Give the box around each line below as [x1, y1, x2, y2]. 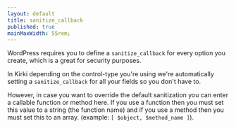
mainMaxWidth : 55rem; [7, 29, 71, 37]
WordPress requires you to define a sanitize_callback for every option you [7, 49, 226, 57]
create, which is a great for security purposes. [7, 57, 142, 65]
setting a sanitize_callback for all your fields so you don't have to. [7, 78, 201, 86]
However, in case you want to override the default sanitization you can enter [7, 91, 229, 99]
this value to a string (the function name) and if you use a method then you [7, 106, 224, 114]
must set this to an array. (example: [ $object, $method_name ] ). [7, 113, 194, 122]
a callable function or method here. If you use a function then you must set [7, 99, 224, 107]
